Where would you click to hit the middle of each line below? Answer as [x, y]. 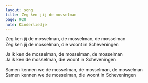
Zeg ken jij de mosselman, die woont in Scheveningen [62, 45]
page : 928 [16, 19]
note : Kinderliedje [26, 24]
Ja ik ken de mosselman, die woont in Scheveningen [61, 60]
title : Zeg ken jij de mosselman [41, 15]
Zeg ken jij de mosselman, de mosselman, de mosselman [66, 39]
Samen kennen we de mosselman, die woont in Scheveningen [71, 75]
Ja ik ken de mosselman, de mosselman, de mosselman [64, 54]
